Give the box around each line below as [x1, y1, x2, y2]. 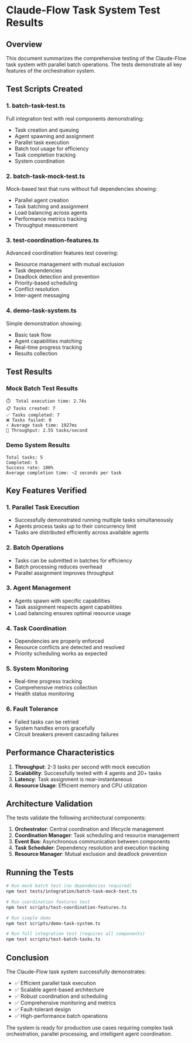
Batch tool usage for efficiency [14, 145, 89, 152]
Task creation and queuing [14, 126, 79, 133]
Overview [6, 39, 43, 49]
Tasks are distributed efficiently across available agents [14, 529, 149, 536]
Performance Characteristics [6, 747, 115, 758]
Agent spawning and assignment [14, 132, 94, 139]
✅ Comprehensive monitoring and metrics [14, 999, 116, 1006]
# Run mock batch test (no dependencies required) [6, 883, 132, 889]
